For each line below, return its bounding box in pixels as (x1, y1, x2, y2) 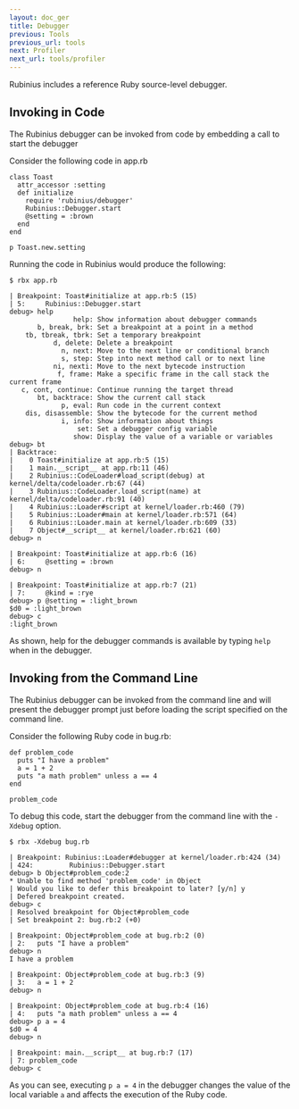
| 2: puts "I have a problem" (9, 938, 129, 947)
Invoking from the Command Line (9, 671, 198, 686)
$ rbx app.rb (9, 276, 58, 285)
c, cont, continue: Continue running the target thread (21, 385, 234, 394)
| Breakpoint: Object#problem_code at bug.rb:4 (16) (9, 1001, 210, 1010)
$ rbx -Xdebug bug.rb (9, 837, 90, 846)
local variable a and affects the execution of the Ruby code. (9, 1088, 228, 1099)
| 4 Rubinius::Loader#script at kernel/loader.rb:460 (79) (9, 502, 245, 512)
